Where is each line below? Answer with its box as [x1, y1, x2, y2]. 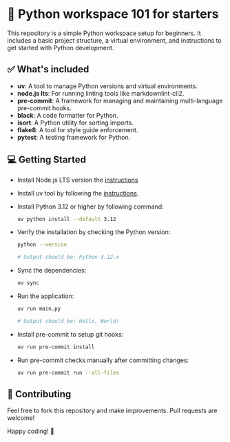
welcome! [7, 414, 35, 422]
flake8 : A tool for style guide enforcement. [17, 125, 138, 134]
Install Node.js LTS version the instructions [17, 176, 138, 184]
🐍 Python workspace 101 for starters [7, 6, 219, 22]
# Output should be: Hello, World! [17, 317, 120, 324]
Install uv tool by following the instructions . [17, 189, 139, 197]
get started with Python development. [7, 43, 114, 52]
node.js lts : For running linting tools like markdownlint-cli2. [17, 89, 185, 97]
